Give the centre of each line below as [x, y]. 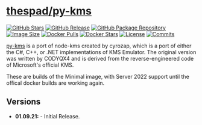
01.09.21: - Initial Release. [47, 116]
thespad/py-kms [49, 11]
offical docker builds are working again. [55, 83]
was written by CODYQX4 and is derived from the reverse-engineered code [100, 58]
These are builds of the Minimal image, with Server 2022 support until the [98, 76]
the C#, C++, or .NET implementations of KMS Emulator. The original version [101, 52]
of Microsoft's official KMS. [40, 65]
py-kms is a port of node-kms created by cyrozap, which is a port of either [99, 46]
